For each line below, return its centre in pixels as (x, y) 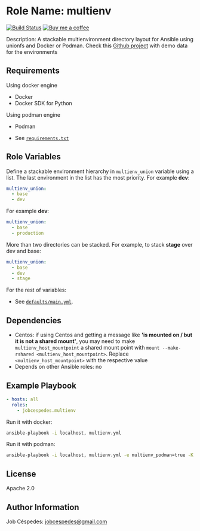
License (21, 474)
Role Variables (33, 157)
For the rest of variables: (36, 290)
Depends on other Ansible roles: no (58, 367)
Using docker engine (32, 85)
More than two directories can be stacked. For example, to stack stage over (99, 244)
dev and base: (24, 251)
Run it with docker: (29, 422)
